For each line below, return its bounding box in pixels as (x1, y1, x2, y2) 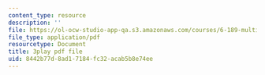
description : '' (8, 19, 62, 27)
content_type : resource (8, 11, 87, 20)
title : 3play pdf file (8, 48, 83, 55)
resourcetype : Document (8, 41, 87, 48)
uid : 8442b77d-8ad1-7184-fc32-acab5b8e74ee (8, 55, 154, 63)
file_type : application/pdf (8, 33, 101, 41)
